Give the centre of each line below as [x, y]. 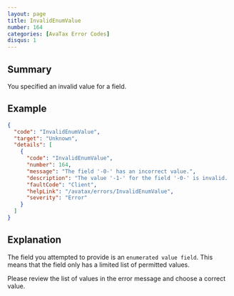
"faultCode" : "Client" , [62, 185]
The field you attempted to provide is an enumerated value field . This [110, 257]
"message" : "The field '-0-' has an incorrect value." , [111, 171]
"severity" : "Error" [57, 198]
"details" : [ [33, 145]
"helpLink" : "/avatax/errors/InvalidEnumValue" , [100, 191]
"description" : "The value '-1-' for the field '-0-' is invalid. [127, 178]
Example [27, 109]
